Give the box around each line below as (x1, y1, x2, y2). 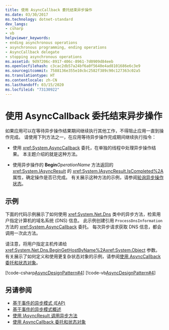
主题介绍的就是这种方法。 (27, 151, 80, 157)
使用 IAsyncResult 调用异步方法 (12, 313, 78, 319)
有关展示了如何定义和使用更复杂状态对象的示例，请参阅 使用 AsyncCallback (5, 253, 161, 259)
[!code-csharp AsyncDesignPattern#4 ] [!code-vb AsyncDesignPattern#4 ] (5, 270, 156, 276)
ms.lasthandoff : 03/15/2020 (5, 82, 64, 87)
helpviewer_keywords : (5, 36, 51, 41)
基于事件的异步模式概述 (12, 306, 61, 312)
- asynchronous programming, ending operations (5, 45, 107, 50)
